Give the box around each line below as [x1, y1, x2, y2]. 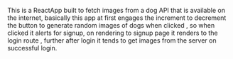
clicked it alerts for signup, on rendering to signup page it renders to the [7, 28, 218, 37]
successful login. [7, 44, 58, 52]
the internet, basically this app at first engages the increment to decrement [7, 14, 227, 22]
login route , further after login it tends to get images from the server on [7, 36, 217, 45]
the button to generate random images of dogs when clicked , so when [7, 21, 215, 29]
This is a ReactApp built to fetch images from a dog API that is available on [7, 6, 226, 14]
